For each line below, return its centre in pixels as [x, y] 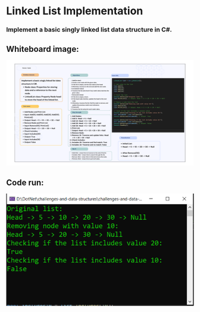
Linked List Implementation [75, 11]
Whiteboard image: [43, 49]
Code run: [25, 182]
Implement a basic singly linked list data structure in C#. [89, 30]
